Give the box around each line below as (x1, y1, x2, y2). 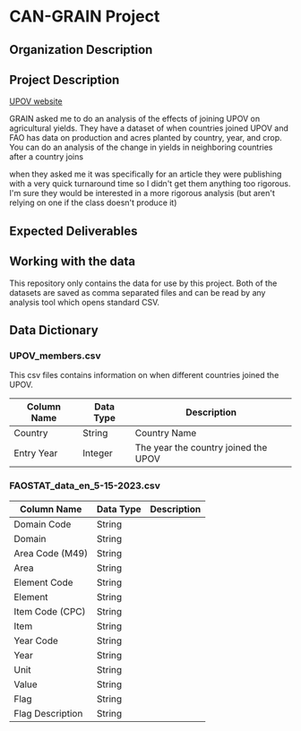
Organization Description (9, 42, 153, 57)
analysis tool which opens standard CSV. (9, 297, 159, 307)
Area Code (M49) (13, 546, 88, 559)
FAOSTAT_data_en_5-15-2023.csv (9, 479, 161, 492)
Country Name (134, 427, 197, 440)
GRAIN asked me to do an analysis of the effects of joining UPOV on (9, 114, 261, 125)
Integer (82, 447, 114, 460)
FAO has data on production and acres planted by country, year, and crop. (9, 133, 282, 143)
